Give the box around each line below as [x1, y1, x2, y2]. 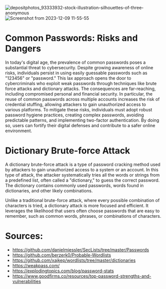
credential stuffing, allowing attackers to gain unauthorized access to [5, 101, 146, 107]
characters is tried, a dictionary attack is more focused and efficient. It [5, 202, 149, 208]
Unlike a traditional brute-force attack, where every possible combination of [5, 197, 160, 203]
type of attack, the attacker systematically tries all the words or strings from [5, 172, 160, 178]
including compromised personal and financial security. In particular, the [5, 91, 153, 96]
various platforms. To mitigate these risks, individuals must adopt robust [5, 106, 153, 112]
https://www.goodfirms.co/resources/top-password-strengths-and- [12, 273, 152, 279]
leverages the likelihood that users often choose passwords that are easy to [5, 208, 160, 214]
